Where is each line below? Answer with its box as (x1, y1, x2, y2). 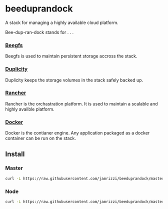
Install (5, 149, 25, 158)
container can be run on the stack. (5, 135, 76, 141)
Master (5, 164, 23, 171)
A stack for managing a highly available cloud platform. (5, 19, 118, 25)
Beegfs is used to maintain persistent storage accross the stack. (5, 53, 137, 59)
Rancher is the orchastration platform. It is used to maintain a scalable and (5, 100, 158, 106)
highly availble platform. (5, 106, 54, 112)
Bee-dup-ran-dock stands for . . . (5, 29, 74, 35)
